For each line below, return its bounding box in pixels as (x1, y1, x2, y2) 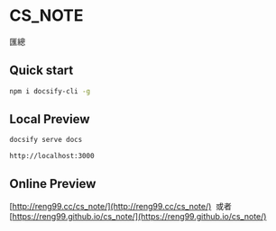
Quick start (9, 63, 74, 78)
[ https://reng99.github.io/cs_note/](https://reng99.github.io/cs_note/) (9, 211, 267, 222)
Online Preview (9, 176, 97, 191)
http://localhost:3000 (9, 152, 95, 161)
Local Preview (9, 111, 90, 127)
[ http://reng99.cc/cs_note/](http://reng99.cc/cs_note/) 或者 (9, 201, 232, 212)
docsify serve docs (9, 136, 83, 145)
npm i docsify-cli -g (9, 86, 91, 95)
